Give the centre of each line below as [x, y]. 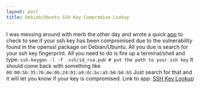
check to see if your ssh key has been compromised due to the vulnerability [99, 40]
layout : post [22, 12]
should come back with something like [53, 65]
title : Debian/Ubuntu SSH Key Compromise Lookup [68, 17]
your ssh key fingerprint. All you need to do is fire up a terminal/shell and [96, 53]
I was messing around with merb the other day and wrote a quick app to [95, 34]
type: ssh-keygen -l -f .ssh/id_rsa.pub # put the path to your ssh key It [100, 59]
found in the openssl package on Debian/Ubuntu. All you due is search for [97, 47]
